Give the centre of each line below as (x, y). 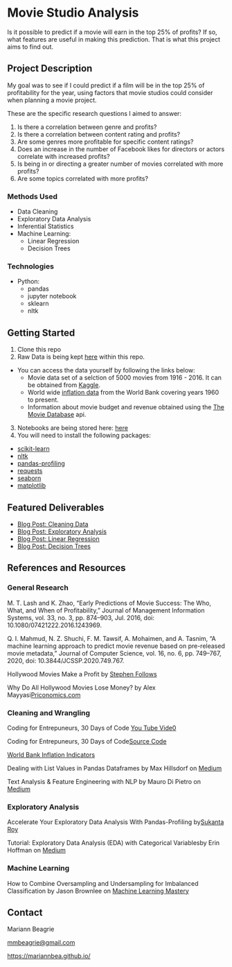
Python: (28, 282)
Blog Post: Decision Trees (54, 546)
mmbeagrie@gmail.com (41, 943)
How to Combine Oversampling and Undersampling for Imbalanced (103, 883)
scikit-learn (33, 449)
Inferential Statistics (45, 226)
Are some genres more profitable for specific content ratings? (105, 142)
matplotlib (32, 486)
